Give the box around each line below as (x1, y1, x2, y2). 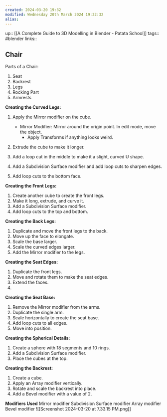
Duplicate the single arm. (12, 309, 64, 316)
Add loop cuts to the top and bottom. (12, 209, 88, 215)
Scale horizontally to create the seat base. (12, 315, 99, 321)
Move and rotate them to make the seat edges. (12, 274, 109, 280)
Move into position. (12, 325, 52, 331)
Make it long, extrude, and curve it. (12, 198, 84, 204)
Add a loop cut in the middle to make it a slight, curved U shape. (12, 154, 145, 160)
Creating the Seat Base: (5, 294, 56, 301)
